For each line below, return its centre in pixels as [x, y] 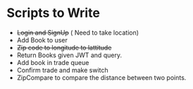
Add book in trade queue [53, 62]
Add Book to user [42, 40]
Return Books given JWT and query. [69, 55]
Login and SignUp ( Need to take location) [77, 32]
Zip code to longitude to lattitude [64, 47]
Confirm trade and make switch [62, 70]
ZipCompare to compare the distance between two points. [101, 77]
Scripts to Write [53, 13]
